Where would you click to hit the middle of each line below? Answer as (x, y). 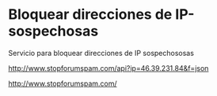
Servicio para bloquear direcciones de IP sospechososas (101, 53)
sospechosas (53, 31)
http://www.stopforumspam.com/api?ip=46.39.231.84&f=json (108, 68)
